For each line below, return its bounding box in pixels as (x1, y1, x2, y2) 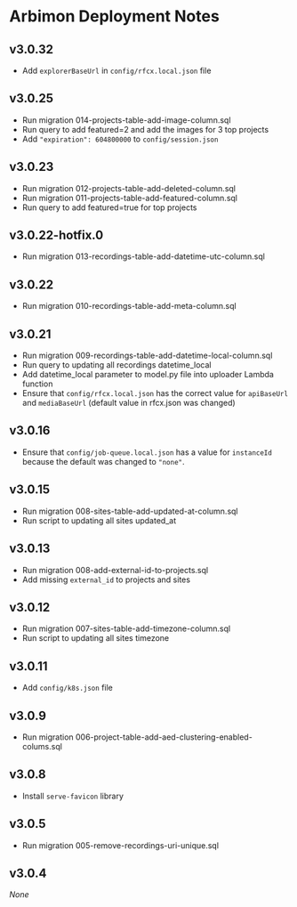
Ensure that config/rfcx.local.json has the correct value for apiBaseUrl (21, 388, 289, 399)
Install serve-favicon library (21, 790, 124, 801)
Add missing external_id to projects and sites (21, 574, 191, 585)
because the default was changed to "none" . (21, 456, 185, 466)
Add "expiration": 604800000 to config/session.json (21, 134, 219, 144)
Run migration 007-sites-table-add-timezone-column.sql (21, 623, 231, 634)
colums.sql (21, 741, 62, 751)
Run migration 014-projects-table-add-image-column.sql (21, 114, 231, 126)
